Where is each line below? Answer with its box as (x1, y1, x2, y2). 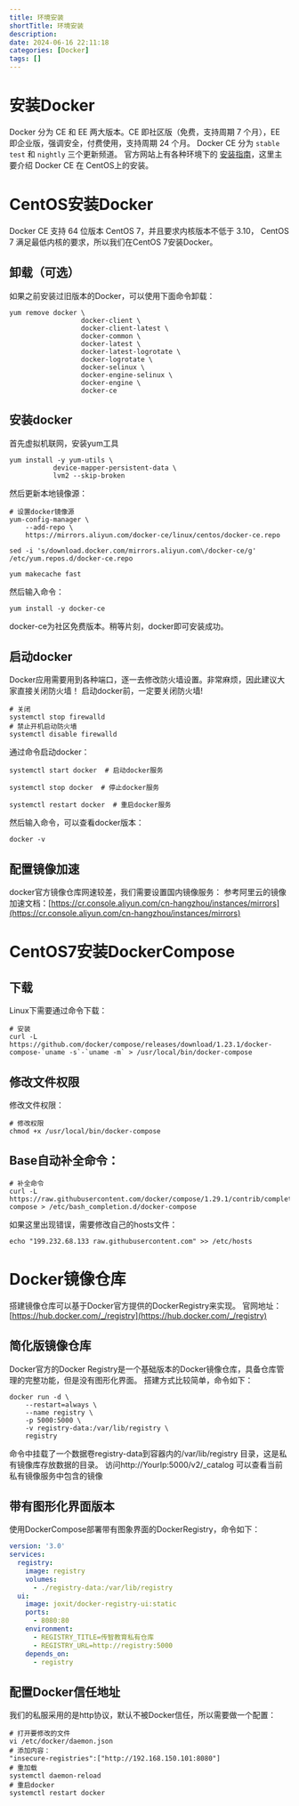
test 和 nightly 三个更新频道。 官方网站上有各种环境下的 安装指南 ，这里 (9, 149, 275, 159)
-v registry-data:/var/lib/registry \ (25, 1423, 169, 1432)
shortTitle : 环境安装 (9, 21, 85, 30)
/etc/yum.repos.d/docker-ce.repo (9, 553, 133, 563)
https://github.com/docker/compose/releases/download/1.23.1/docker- (9, 1040, 273, 1050)
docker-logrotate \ (80, 355, 153, 364)
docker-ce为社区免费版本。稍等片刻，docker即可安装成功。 (9, 620, 229, 632)
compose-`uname (9, 1048, 66, 1057)
